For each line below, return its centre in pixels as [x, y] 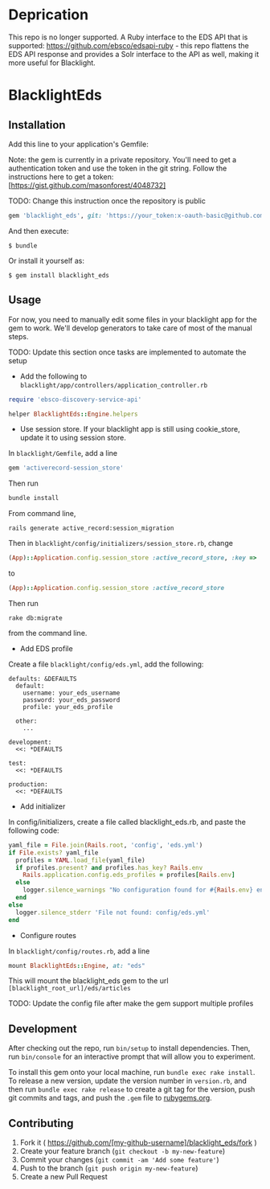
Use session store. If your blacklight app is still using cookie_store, [130, 429]
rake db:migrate [35, 618]
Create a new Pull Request [64, 1177]
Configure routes [48, 935]
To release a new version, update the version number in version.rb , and [128, 1081]
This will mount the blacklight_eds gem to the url [88, 981]
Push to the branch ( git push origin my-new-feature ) [109, 1168]
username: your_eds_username [72, 693]
